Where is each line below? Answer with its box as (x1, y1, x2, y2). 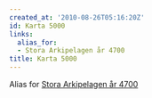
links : (9, 29, 34, 38)
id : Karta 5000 (9, 21, 66, 30)
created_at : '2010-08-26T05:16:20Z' (9, 12, 145, 22)
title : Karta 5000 (9, 54, 77, 63)
